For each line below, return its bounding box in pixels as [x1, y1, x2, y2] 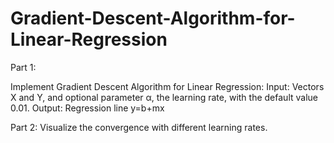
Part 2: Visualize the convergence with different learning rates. [10, 121, 268, 133]
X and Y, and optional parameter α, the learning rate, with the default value [10, 91, 318, 103]
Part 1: [10, 61, 37, 73]
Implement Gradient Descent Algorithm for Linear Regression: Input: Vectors [10, 80, 325, 92]
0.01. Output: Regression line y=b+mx [10, 102, 165, 114]
